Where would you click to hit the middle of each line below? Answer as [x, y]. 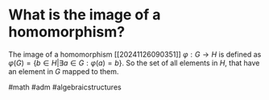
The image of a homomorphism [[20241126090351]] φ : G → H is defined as [135, 54]
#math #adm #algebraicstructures [65, 87]
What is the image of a [85, 15]
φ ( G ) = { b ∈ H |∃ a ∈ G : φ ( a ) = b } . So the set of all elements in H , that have [134, 63]
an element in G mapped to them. [64, 71]
